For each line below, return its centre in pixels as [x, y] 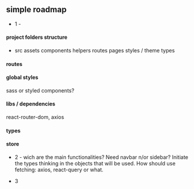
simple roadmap [36, 10]
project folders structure [37, 37]
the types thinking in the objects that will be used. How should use [95, 163]
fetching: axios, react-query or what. [59, 170]
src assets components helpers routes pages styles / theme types [95, 51]
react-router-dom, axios [35, 117]
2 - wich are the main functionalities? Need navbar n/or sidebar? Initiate [101, 157]
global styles [22, 77]
